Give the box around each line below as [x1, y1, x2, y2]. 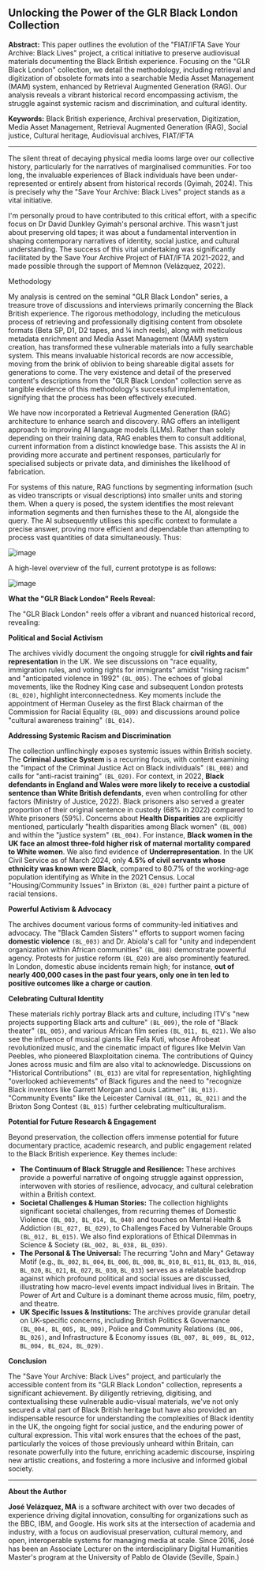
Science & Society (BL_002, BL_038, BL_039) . [19, 1239, 168, 1249]
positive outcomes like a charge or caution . [8, 978, 152, 988]
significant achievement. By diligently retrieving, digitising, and [8, 1388, 212, 1398]
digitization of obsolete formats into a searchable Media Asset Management [8, 73, 255, 82]
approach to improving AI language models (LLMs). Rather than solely [8, 425, 235, 434]
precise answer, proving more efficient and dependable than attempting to [8, 524, 250, 533]
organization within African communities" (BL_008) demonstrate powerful [8, 944, 247, 954]
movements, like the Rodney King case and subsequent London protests [8, 682, 244, 691]
